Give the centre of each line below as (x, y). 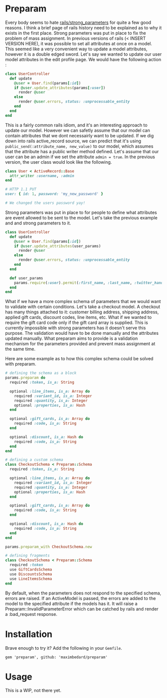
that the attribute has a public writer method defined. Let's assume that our (82, 151)
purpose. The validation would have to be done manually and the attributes (82, 333)
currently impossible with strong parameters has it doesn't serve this (76, 328)
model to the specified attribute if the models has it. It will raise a (71, 603)
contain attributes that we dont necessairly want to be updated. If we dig (80, 135)
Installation (29, 634)
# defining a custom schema (34, 460)
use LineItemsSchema (31, 579)
